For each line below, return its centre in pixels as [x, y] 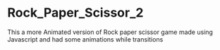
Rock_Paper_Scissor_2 [75, 13]
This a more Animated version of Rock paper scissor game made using [110, 32]
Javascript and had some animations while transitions [85, 39]
